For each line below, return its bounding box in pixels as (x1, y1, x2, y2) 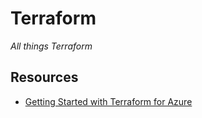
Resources (10, 69, 79, 86)
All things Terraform (10, 40, 93, 52)
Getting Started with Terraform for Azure (24, 95, 193, 107)
